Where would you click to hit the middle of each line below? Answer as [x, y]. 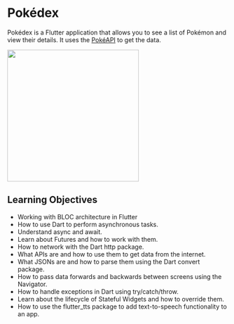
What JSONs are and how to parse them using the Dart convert [109, 261]
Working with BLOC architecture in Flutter [77, 216]
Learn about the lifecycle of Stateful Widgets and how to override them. [121, 299]
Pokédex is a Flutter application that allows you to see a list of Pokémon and [117, 32]
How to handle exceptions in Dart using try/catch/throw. [98, 291]
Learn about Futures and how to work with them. [88, 239]
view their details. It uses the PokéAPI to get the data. [84, 39]
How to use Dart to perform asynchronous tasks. [88, 224]
